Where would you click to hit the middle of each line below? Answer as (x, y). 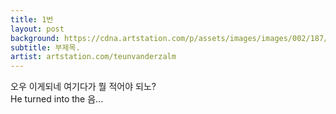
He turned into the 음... (57, 99)
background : (35, 38)
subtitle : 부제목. (45, 47)
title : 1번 (32, 19)
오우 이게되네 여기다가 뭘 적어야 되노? (83, 87)
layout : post (37, 29)
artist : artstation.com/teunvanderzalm (93, 57)
